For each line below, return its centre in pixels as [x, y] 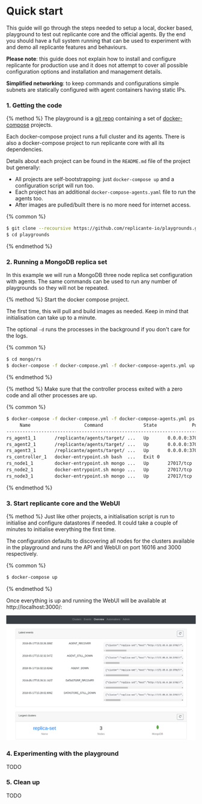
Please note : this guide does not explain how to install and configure [91, 59]
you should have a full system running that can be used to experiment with [99, 40]
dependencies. [25, 150]
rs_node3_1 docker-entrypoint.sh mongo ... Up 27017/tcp [99, 476]
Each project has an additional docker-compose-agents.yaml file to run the [105, 192]
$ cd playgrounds [28, 235]
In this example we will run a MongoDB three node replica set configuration [99, 275]
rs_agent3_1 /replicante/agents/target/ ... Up [78, 451]
